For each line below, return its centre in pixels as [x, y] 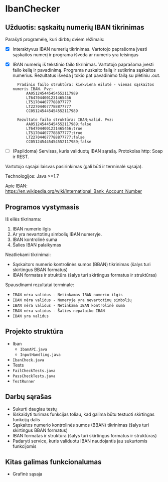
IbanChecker [33, 9]
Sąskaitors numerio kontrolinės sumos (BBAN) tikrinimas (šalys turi [81, 264]
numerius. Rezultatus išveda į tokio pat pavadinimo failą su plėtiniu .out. [86, 75]
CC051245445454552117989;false [59, 142]
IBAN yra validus [31, 316]
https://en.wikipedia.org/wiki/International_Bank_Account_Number [74, 191]
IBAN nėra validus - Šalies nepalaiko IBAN [59, 311]
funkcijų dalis [26, 419]
